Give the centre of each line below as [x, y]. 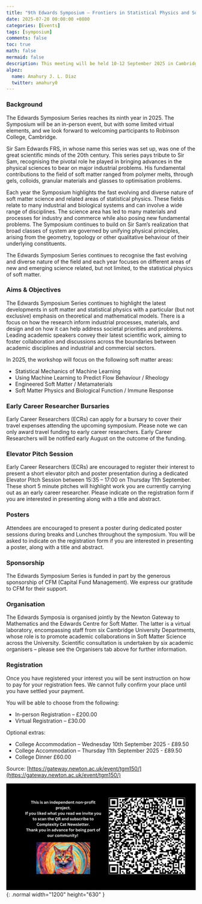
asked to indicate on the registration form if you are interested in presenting [100, 541]
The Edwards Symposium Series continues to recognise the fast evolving [97, 255]
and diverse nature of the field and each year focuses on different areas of [99, 262]
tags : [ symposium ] [29, 32]
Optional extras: [26, 732]
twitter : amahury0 [35, 83]
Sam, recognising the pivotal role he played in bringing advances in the [94, 161]
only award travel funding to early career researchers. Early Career [89, 432]
